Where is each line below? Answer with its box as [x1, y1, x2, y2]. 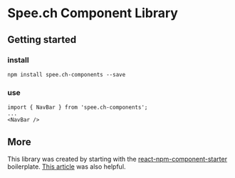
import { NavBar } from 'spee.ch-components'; [7, 104, 148, 112]
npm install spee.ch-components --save [7, 71, 126, 78]
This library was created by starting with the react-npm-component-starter [7, 154, 228, 163]
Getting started [7, 34, 77, 46]
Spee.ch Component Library [7, 5, 178, 21]
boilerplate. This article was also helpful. [7, 162, 126, 171]
